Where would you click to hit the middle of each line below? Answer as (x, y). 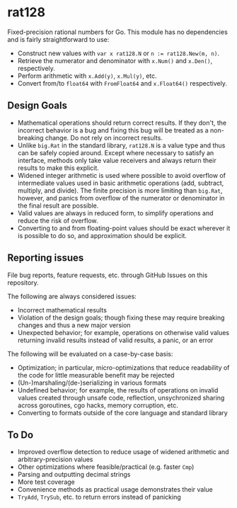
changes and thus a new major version (74, 325)
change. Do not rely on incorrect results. (104, 137)
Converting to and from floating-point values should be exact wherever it (124, 228)
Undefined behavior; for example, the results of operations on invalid (118, 390)
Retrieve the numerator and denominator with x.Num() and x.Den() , (115, 60)
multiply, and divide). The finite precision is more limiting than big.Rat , (120, 190)
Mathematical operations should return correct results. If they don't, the (122, 123)
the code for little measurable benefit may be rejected (96, 375)
